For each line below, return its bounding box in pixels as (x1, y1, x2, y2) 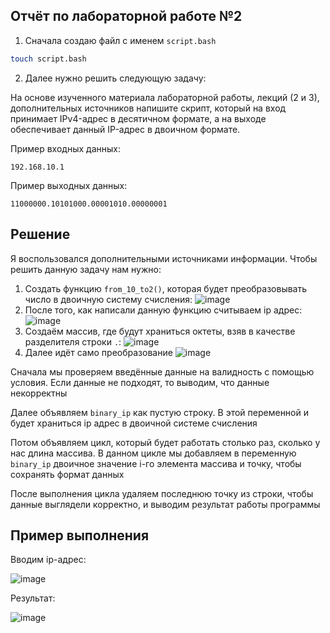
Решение (10, 226, 71, 243)
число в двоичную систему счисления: (24, 293, 193, 305)
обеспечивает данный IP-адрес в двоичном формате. (10, 123, 241, 135)
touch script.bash (10, 54, 87, 64)
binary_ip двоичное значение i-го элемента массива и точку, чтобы (10, 457, 302, 469)
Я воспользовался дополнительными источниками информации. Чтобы (10, 252, 318, 264)
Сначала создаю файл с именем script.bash (24, 34, 217, 46)
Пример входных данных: (10, 142, 121, 154)
